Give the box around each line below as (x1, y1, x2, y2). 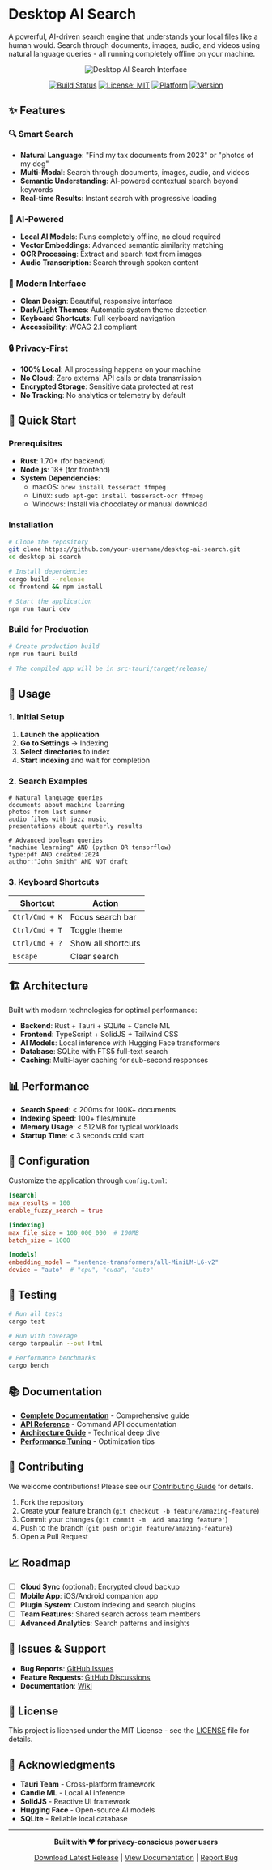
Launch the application (19, 730, 100, 740)
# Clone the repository (8, 538, 89, 546)
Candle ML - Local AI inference (19, 1788, 125, 1798)
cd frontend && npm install (8, 583, 104, 591)
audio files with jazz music (8, 815, 107, 823)
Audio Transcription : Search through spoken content (19, 257, 199, 267)
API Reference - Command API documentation (19, 1419, 177, 1428)
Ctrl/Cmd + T (12, 925, 63, 934)
